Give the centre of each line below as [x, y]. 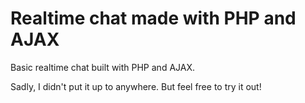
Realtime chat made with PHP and [153, 18]
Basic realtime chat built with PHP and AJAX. [103, 67]
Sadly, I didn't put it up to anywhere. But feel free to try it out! [136, 86]
